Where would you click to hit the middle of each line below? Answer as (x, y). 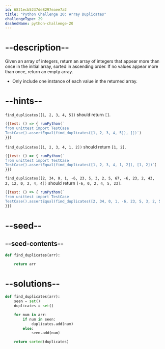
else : (28, 328)
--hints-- (24, 101)
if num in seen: (39, 319)
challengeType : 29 (24, 19)
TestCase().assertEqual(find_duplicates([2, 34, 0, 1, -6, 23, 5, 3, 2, (81, 201)
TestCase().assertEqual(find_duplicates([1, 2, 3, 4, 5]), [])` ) (73, 133)
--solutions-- (33, 284)
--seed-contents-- (34, 244)
